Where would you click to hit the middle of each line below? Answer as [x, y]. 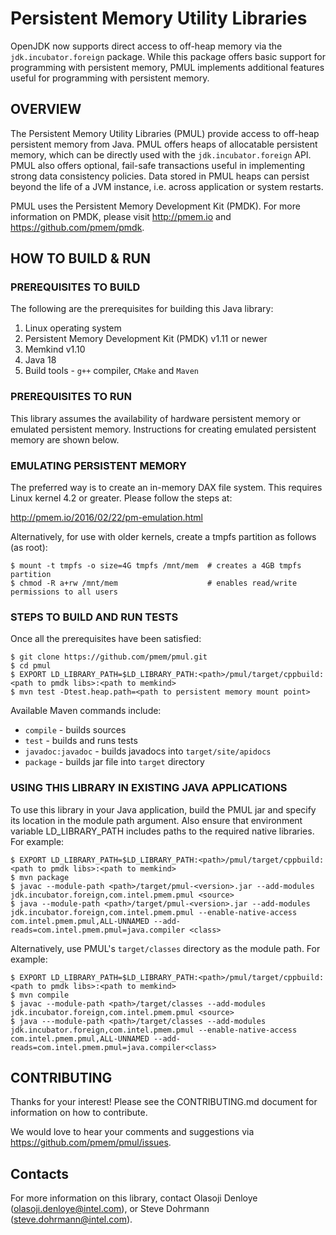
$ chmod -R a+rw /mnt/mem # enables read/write [154, 583]
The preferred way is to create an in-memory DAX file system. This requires [166, 488]
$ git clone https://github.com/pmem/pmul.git [109, 657]
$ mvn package [40, 877]
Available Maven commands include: [86, 711]
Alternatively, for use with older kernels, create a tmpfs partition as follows [163, 537]
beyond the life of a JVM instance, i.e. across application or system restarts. [167, 186]
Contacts [40, 1173]
